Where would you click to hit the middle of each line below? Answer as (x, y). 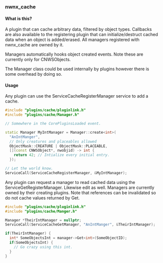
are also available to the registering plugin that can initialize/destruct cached (81, 35)
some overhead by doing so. (34, 74)
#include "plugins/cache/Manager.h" (42, 115)
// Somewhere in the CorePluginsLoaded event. (53, 124)
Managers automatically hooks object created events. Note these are (74, 54)
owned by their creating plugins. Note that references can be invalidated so (81, 192)
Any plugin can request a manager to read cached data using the (70, 182)
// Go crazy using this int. (43, 247)
